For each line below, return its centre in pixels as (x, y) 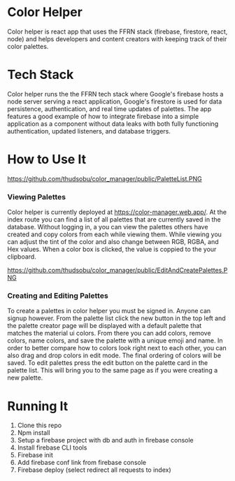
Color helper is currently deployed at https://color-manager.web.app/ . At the (117, 212)
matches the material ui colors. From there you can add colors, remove (109, 333)
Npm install (34, 433)
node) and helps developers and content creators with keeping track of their (117, 38)
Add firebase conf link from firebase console (82, 463)
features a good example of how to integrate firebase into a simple (103, 116)
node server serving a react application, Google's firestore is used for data (115, 101)
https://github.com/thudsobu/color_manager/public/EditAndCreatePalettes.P (117, 271)
